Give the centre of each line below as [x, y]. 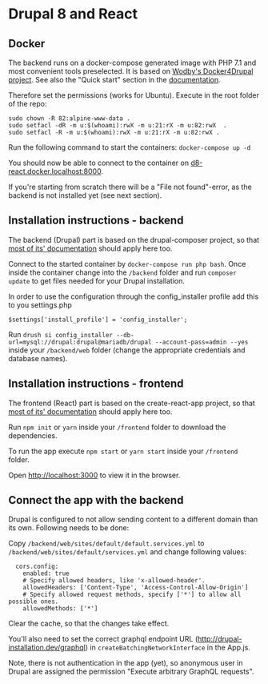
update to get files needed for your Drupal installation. [97, 280]
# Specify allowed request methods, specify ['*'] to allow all [132, 595]
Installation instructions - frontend [96, 384]
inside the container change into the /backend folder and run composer [123, 272]
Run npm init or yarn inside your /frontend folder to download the [117, 427]
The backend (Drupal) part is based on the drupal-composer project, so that [134, 239]
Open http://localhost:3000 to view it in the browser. [94, 475]
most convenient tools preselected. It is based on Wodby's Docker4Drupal [131, 71]
